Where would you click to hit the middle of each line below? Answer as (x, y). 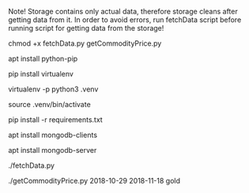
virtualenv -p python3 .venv (53, 89)
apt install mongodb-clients (53, 135)
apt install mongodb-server (53, 150)
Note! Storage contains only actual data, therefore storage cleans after (123, 11)
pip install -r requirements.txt (55, 120)
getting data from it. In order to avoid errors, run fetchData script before (125, 20)
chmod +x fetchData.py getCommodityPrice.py (85, 43)
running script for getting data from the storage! (86, 28)
